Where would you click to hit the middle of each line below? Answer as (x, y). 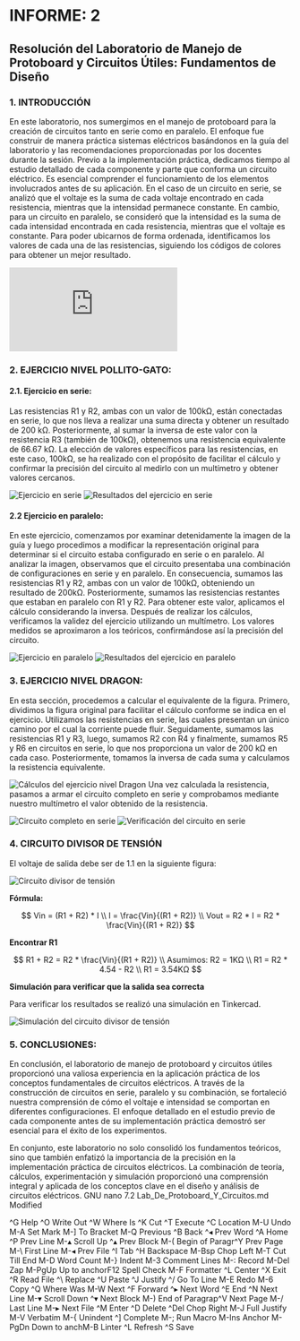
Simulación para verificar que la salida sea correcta (107, 986)
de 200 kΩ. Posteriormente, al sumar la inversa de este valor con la (133, 430)
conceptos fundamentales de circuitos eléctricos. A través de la (127, 1083)
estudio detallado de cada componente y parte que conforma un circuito (143, 169)
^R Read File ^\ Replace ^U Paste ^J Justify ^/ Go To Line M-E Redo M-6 (141, 1280)
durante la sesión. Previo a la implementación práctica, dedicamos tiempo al (150, 159)
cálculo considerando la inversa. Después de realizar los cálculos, (131, 612)
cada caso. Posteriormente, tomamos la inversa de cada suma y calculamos (150, 757)
